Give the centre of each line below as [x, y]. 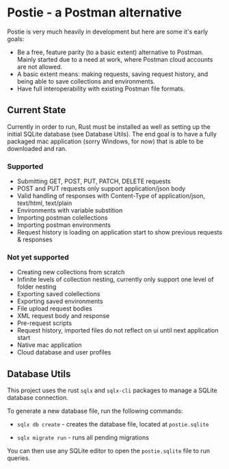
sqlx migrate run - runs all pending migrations [83, 437]
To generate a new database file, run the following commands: [95, 411]
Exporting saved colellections [58, 294]
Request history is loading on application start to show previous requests [120, 232]
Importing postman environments [64, 225]
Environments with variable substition [70, 211]
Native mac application [49, 345]
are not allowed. [40, 67]
